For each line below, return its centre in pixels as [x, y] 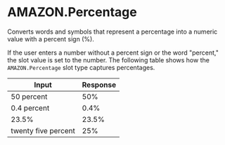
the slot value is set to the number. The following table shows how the [108, 60]
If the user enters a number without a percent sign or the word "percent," [113, 53]
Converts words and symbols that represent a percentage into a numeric [112, 32]
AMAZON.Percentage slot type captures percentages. [81, 67]
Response [99, 85]
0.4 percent [30, 108]
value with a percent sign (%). [51, 39]
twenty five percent [43, 130]
